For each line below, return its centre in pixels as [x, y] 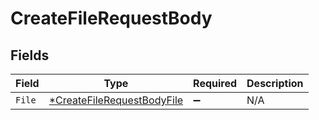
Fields [30, 55]
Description [275, 83]
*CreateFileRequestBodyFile [116, 100]
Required [215, 83]
